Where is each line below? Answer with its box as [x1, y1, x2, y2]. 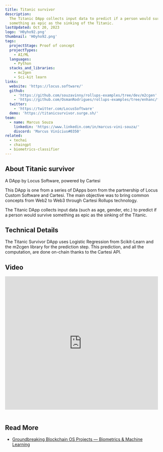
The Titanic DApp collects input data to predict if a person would [9, 16, 151, 21]
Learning [12, 442, 30, 447]
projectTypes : [9, 48, 38, 52]
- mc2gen [14, 70, 32, 75]
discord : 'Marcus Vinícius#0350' [14, 129, 81, 134]
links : [5, 79, 18, 84]
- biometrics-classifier [9, 147, 60, 152]
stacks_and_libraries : [9, 66, 55, 71]
